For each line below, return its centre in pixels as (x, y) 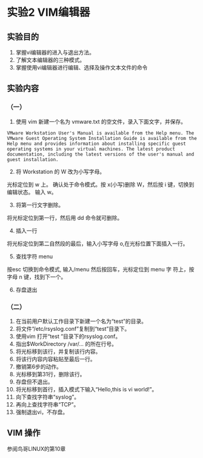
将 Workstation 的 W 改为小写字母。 (60, 171)
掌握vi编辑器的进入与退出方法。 (55, 52)
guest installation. (33, 159)
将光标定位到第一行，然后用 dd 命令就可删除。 (65, 217)
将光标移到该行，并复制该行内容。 (58, 351)
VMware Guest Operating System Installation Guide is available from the (102, 138)
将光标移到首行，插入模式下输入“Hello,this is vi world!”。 (86, 389)
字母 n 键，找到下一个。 (37, 277)
